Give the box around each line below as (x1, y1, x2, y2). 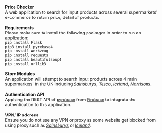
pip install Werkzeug (5, 49, 49, 53)
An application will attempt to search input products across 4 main (5, 76, 137, 82)
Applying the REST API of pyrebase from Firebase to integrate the (5, 97, 136, 102)
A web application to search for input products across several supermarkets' (5, 9, 158, 15)
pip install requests (5, 53, 49, 58)
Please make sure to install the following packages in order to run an (5, 30, 141, 35)
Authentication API (5, 92, 44, 97)
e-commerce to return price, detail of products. (5, 15, 100, 20)
